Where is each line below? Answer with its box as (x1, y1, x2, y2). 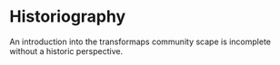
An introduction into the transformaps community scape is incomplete (9, 36, 271, 47)
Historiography (9, 6, 126, 27)
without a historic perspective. (9, 45, 124, 56)
